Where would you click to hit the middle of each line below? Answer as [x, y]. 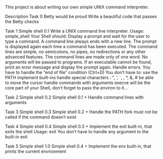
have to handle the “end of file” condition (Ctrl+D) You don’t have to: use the [81, 72]
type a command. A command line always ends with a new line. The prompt [81, 41]
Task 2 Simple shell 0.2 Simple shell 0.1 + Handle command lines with [74, 97]
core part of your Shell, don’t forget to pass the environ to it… [66, 88]
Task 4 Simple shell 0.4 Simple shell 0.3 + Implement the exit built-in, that [79, 126]
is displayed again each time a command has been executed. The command [81, 46]
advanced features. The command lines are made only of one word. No [77, 57]
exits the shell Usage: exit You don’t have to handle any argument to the [77, 132]
